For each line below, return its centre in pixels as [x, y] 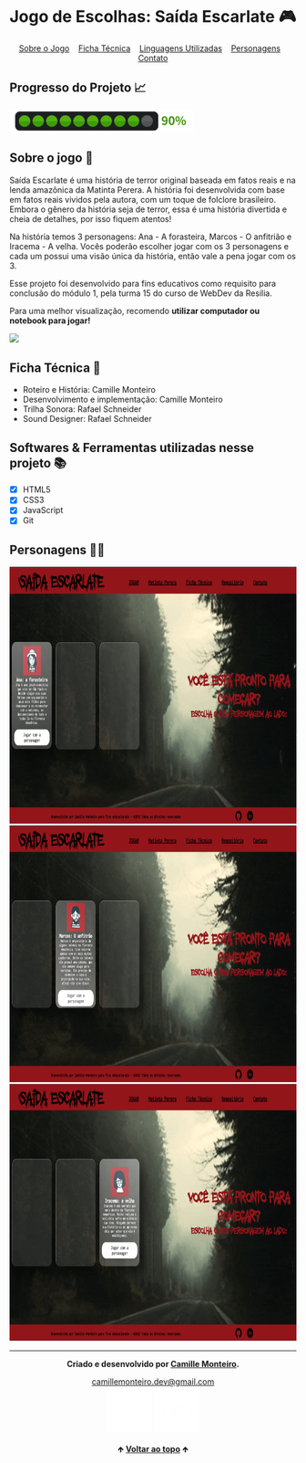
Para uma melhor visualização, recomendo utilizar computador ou [135, 310]
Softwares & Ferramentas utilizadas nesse [132, 447]
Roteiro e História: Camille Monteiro [89, 390]
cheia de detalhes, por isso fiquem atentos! [91, 218]
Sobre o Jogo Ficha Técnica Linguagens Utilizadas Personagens [149, 48]
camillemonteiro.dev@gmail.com [153, 1382]
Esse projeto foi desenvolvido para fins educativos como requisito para [143, 283]
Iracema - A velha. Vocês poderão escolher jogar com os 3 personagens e [149, 246]
